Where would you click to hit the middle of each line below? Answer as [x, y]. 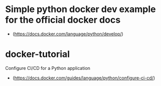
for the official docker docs [63, 20]
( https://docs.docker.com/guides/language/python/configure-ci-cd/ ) [84, 78]
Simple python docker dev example [80, 9]
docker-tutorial [37, 54]
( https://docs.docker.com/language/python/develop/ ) [68, 34]
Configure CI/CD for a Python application [48, 68]
